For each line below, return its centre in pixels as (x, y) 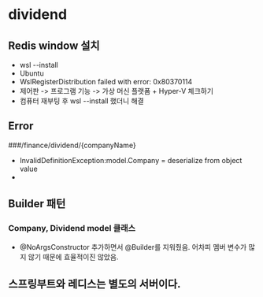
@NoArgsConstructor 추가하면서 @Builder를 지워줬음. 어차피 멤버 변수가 (133, 247)
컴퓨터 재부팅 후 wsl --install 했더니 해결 (81, 101)
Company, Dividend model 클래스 (72, 228)
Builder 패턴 (37, 204)
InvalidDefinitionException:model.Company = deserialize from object (131, 160)
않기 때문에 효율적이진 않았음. (73, 257)
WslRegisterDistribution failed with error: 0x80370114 (106, 82)
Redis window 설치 (54, 45)
